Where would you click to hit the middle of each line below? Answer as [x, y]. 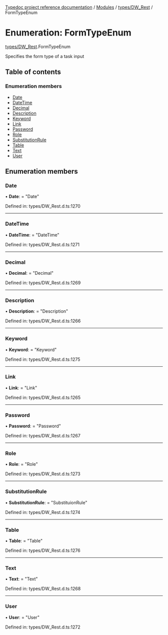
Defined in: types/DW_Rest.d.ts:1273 [43, 474]
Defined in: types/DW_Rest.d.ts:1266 [43, 321]
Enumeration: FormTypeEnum [68, 33]
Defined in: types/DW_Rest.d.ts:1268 [43, 589]
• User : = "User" [22, 617]
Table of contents [33, 72]
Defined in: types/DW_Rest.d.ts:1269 [43, 283]
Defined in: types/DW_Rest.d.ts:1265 [43, 397]
